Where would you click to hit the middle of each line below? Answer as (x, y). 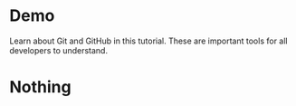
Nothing (40, 87)
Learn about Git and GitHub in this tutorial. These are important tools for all (148, 41)
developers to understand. (59, 50)
